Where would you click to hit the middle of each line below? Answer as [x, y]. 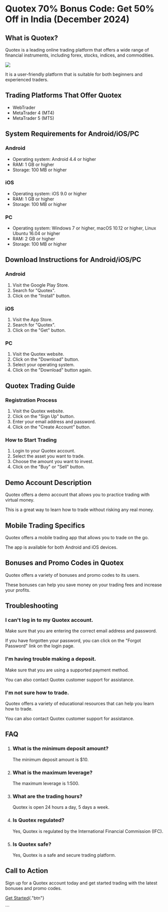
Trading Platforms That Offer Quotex [63, 95]
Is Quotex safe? [32, 844]
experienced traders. [27, 80]
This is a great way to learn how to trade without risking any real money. [80, 510]
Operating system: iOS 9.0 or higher [49, 193]
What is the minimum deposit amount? [60, 749]
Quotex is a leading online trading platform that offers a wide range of [77, 50]
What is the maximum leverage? [52, 772]
